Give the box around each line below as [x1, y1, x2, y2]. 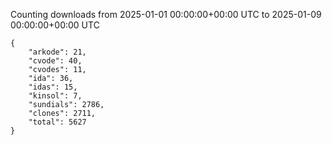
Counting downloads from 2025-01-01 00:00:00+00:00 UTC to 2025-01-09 [10, 9, 322, 20]
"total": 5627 [28, 117, 87, 127]
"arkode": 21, [28, 47, 87, 57]
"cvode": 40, [28, 56, 83, 66]
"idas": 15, [28, 82, 78, 92]
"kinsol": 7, [28, 91, 83, 101]
